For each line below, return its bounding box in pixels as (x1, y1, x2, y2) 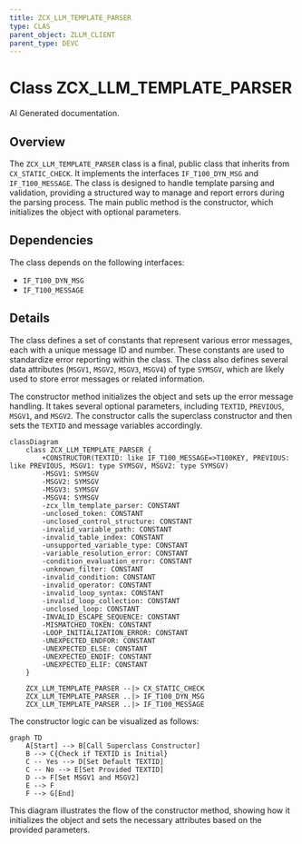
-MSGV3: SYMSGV (42, 485, 100, 494)
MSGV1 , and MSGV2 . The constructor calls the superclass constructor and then (9, 410, 293, 421)
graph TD (9, 733, 43, 742)
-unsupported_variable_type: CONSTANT (42, 541, 189, 550)
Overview (9, 134, 66, 150)
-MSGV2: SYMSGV (42, 477, 100, 486)
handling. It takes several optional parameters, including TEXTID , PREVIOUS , (9, 401, 285, 412)
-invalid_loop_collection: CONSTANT (42, 596, 180, 605)
